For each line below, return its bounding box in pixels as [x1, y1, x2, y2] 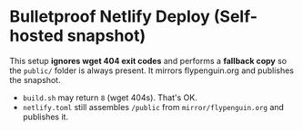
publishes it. [22, 111, 69, 122]
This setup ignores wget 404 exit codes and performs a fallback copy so [9, 55, 288, 66]
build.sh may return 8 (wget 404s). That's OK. [22, 92, 197, 103]
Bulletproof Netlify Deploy [9, 6, 211, 27]
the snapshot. [9, 74, 61, 85]
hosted [9, 25, 64, 46]
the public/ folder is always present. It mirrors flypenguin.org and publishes [9, 65, 294, 76]
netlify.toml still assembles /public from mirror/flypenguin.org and [22, 101, 285, 112]
